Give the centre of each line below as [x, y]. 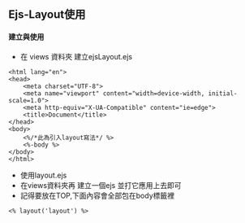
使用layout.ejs [43, 175]
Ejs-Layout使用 [47, 15]
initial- [223, 93]
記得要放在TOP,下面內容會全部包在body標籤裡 [97, 195]
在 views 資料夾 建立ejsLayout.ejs [76, 56]
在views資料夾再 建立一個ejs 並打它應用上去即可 [101, 185]
